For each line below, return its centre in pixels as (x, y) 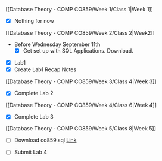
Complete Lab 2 (34, 93)
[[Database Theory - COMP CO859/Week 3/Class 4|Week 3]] (81, 81)
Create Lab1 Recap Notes (45, 69)
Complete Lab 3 (34, 117)
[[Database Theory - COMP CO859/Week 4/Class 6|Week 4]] (81, 105)
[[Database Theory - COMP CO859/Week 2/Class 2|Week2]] (80, 33)
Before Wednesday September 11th (57, 44)
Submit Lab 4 (31, 152)
